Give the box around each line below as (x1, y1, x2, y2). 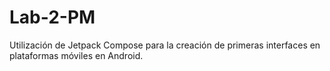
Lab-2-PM (9, 6, 96, 29)
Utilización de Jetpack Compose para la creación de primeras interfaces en (9, 39, 321, 51)
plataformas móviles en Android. (9, 49, 144, 61)
